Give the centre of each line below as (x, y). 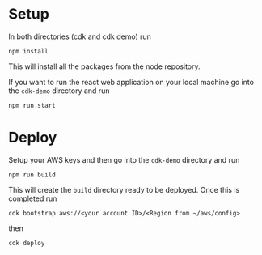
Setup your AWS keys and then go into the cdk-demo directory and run (124, 159)
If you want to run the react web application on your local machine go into (131, 82)
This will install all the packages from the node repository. (104, 66)
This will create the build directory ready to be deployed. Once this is (124, 189)
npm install (28, 51)
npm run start (32, 105)
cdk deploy (27, 243)
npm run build (32, 175)
